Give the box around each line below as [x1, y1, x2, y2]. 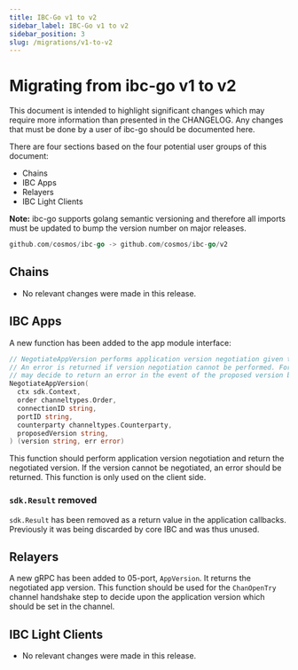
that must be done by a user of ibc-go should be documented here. [9, 124, 255, 135]
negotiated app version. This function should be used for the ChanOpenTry [9, 582, 277, 593]
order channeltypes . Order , [17, 396, 117, 405]
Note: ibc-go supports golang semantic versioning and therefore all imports [9, 214, 286, 225]
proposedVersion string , [17, 429, 109, 437]
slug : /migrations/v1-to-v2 [9, 37, 114, 47]
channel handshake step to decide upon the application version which [9, 592, 265, 603]
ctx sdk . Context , [17, 388, 82, 397]
